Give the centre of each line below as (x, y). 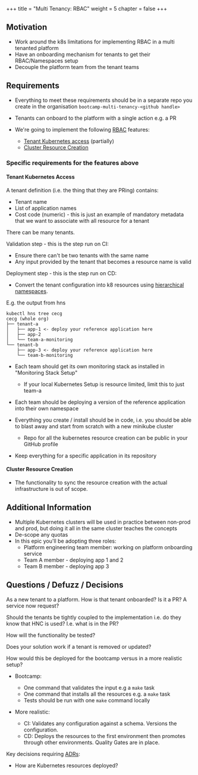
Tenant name (31, 201)
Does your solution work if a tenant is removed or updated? (79, 646)
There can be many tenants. (41, 232)
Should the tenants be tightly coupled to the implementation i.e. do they (94, 617)
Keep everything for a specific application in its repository (86, 456)
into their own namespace (47, 408)
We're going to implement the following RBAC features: (82, 129)
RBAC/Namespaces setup (46, 60)
